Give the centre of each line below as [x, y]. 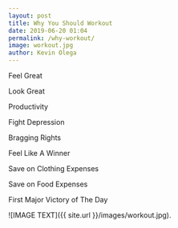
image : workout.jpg [41, 46]
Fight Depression [36, 122]
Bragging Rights [35, 138]
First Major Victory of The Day [58, 200]
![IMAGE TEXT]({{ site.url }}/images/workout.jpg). [90, 215]
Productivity [28, 106]
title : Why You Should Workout [61, 23]
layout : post [30, 16]
